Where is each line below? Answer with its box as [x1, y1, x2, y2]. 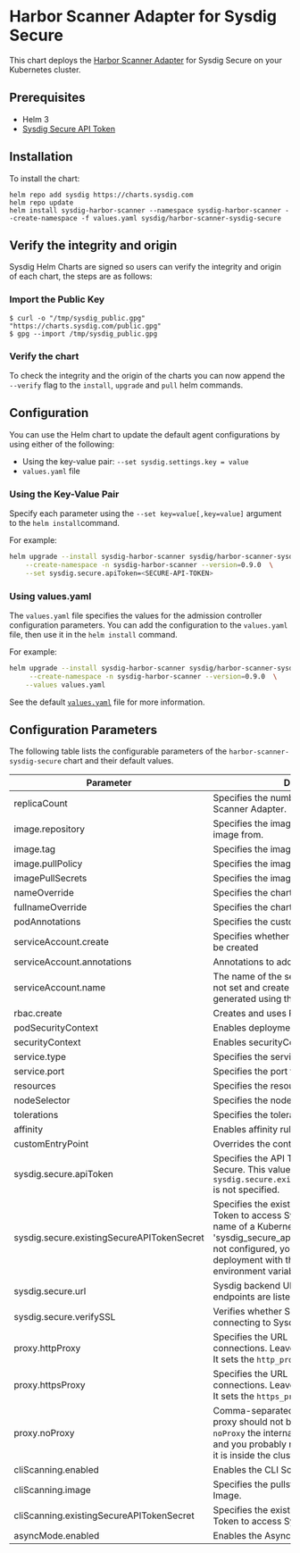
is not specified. [212, 1183, 280, 1196]
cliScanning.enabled [13, 1464, 100, 1476]
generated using [212, 993, 282, 1006]
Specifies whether [212, 931, 290, 943]
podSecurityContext [13, 1022, 99, 1034]
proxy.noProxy [13, 1427, 75, 1440]
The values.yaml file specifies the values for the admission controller [9, 610, 262, 621]
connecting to [212, 1316, 271, 1329]
